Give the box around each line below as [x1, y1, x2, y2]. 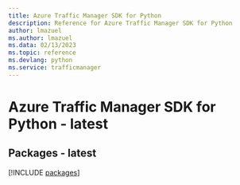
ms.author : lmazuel [8, 33, 73, 42]
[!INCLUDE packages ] [8, 167, 80, 177]
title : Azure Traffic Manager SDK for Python [8, 11, 161, 20]
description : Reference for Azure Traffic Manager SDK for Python [8, 19, 233, 27]
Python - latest [8, 115, 109, 132]
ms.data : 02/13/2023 [8, 41, 77, 49]
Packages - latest [8, 147, 97, 160]
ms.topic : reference [8, 49, 77, 57]
